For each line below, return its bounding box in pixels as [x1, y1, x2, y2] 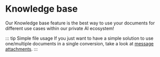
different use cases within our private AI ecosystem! [5, 25, 114, 31]
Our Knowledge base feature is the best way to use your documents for [5, 20, 155, 26]
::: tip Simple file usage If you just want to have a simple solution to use [5, 35, 154, 41]
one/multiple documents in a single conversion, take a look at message [5, 40, 154, 46]
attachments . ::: [5, 46, 38, 52]
